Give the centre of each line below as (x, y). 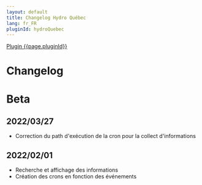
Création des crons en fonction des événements (76, 176)
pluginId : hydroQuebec (35, 29)
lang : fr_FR (21, 23)
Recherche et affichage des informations (66, 170)
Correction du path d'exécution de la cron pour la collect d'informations (105, 136)
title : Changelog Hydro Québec (46, 18)
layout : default (27, 12)
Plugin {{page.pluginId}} (37, 46)
